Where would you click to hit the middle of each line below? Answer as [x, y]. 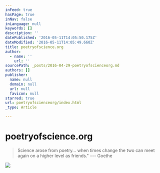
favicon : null [24, 93]
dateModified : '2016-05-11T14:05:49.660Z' [50, 42]
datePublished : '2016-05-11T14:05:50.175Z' [51, 38]
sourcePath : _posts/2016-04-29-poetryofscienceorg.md [62, 65]
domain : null [23, 84]
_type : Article [21, 107]
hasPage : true [20, 14]
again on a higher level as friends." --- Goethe [65, 155]
